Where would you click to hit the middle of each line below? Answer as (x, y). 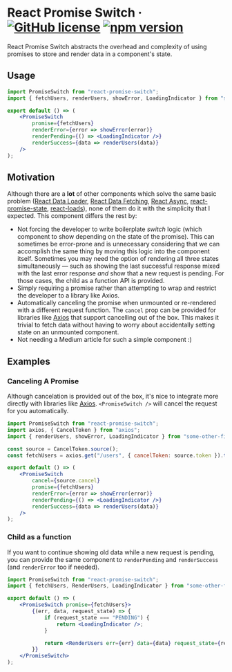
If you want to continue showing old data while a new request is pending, (111, 552)
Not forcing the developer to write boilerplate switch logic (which (109, 229)
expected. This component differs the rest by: (72, 216)
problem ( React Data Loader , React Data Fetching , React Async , (98, 201)
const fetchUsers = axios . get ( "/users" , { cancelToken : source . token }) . (116, 455)
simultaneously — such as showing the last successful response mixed (118, 266)
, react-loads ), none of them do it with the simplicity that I (129, 208)
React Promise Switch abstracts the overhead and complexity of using (107, 46)
